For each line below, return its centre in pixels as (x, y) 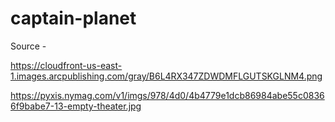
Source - (28, 46)
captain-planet (73, 18)
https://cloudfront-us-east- (66, 65)
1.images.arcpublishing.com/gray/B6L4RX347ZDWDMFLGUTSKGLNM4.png (166, 76)
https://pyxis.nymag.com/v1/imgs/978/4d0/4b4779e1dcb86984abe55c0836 (167, 95)
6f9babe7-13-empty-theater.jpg (76, 106)
